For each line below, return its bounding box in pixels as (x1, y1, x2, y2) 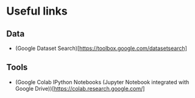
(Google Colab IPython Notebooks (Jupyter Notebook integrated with (15, 78, 190, 86)
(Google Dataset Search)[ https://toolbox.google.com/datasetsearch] (15, 44, 188, 52)
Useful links (6, 4, 68, 18)
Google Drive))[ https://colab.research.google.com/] (15, 85, 145, 92)
